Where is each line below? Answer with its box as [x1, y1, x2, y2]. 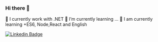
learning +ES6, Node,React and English [5, 21, 87, 27]
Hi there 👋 [5, 5, 30, 12]
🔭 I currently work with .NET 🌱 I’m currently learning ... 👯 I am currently [5, 16, 153, 22]
